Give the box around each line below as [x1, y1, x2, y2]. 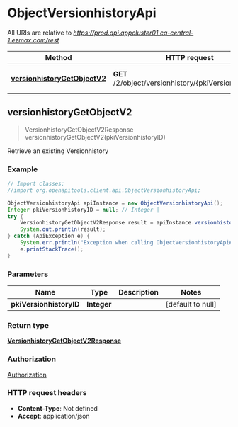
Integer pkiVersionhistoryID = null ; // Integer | [7, 206, 160, 213]
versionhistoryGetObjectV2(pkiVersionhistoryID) [24, 132, 166, 141]
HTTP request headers [7, 388, 87, 398]
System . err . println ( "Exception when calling [20, 239, 154, 246]
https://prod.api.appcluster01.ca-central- [73, 28, 194, 37]
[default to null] [165, 299, 217, 309]
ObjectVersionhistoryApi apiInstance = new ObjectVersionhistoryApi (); [7, 200, 223, 207]
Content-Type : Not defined [17, 404, 98, 412]
